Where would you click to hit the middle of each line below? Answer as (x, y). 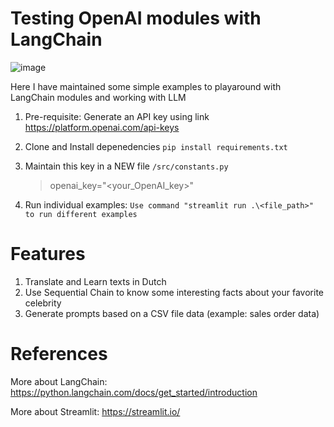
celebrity (43, 303)
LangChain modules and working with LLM (98, 97)
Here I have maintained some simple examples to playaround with (146, 86)
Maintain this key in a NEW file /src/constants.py (126, 166)
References (59, 354)
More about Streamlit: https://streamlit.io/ (95, 411)
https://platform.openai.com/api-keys (102, 127)
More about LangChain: (59, 381)
